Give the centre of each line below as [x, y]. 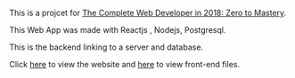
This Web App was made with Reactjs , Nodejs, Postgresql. [118, 30]
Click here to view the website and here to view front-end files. [125, 64]
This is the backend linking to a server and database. [106, 47]
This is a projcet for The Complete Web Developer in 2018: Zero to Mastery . [148, 13]
